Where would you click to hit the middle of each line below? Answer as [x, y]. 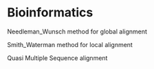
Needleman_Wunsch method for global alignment [77, 31]
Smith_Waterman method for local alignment [70, 44]
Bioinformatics [50, 13]
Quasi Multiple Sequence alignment [57, 58]
